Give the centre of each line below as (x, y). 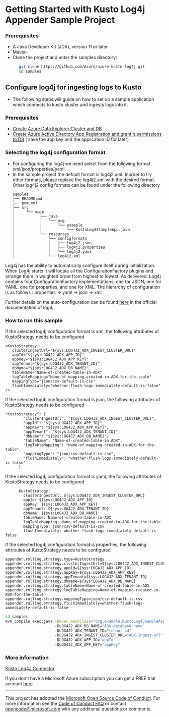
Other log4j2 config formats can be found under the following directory (86, 185)
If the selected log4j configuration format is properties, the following (76, 544)
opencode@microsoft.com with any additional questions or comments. (78, 709)
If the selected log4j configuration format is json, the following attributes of (83, 399)
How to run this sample (34, 320)
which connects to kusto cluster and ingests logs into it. (70, 105)
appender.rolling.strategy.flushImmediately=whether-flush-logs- (75, 603)
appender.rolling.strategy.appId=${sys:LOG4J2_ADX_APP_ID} (68, 568)
